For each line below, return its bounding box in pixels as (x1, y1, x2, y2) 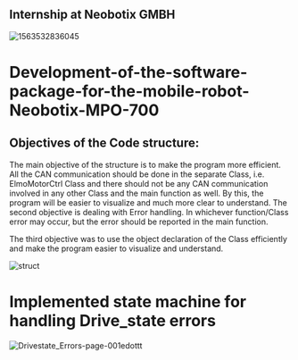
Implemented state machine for (9, 292, 247, 312)
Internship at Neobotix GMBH (9, 7, 176, 22)
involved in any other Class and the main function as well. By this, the (9, 188, 264, 198)
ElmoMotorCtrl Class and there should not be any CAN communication (9, 178, 269, 188)
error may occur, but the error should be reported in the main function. (9, 216, 269, 227)
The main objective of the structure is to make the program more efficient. (9, 159, 281, 170)
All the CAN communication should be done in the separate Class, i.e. (9, 169, 265, 180)
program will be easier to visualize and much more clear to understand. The (9, 197, 287, 208)
